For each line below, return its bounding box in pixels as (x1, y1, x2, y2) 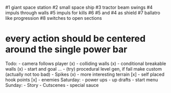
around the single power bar (5, 44, 128, 55)
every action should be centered (5, 33, 146, 45)
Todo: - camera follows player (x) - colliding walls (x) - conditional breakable (5, 60, 166, 67)
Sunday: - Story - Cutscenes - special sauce (5, 82, 99, 88)
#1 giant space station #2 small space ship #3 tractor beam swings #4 (5, 5, 153, 10)
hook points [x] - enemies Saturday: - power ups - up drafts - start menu (5, 76, 158, 83)
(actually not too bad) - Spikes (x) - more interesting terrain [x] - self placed (5, 71, 165, 77)
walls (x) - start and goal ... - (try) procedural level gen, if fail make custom (5, 66, 162, 72)
